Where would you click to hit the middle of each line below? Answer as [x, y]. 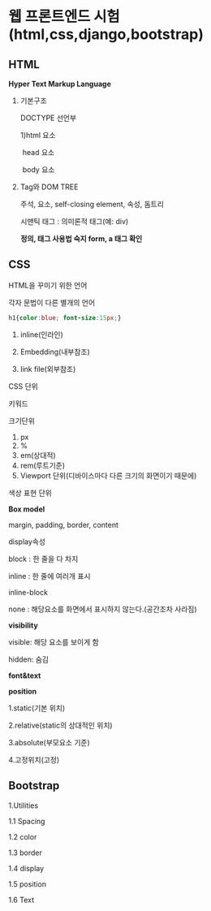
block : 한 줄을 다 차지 [43, 559]
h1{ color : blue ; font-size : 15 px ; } [65, 317]
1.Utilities [24, 805]
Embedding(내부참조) [55, 352]
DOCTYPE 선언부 [48, 118]
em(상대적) [38, 455]
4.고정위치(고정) [34, 759]
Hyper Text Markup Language [60, 84]
